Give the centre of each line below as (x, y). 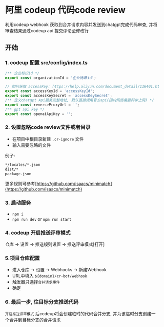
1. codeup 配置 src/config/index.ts (46, 63)
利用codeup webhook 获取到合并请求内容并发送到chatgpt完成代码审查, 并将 (81, 24)
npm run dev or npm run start (42, 219)
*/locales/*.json (23, 164)
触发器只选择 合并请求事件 (36, 282)
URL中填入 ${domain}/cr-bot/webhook (50, 276)
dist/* (12, 169)
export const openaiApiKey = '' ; (39, 114)
